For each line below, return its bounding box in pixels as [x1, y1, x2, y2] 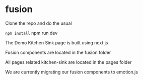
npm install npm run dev [5, 30, 58, 36]
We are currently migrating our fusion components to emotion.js [5, 69, 138, 75]
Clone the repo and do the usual [5, 20, 72, 26]
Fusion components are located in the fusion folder [5, 49, 111, 55]
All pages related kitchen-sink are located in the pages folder [5, 59, 132, 65]
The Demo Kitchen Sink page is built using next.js [5, 39, 108, 46]
